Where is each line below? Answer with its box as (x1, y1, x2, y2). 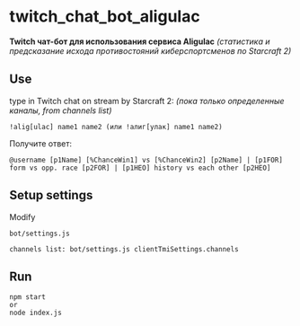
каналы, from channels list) (9, 105, 112, 116)
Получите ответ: (9, 137, 73, 149)
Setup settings (9, 188, 93, 203)
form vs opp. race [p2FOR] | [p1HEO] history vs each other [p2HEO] (9, 163, 271, 172)
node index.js (9, 308, 63, 318)
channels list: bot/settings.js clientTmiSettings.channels (9, 244, 240, 253)
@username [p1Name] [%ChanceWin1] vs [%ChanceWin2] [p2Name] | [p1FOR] (9, 155, 283, 164)
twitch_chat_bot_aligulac (9, 6, 200, 27)
